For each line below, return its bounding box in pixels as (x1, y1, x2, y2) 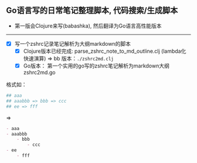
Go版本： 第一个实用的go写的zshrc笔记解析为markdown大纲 (23, 62, 170, 69)
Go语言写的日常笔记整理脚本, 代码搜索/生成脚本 (6, 5, 178, 16)
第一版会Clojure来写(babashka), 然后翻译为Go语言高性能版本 (14, 22, 162, 29)
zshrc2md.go (23, 69, 56, 76)
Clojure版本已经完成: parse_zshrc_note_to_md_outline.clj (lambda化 (23, 47, 186, 55)
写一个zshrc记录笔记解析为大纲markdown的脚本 (14, 40, 131, 47)
